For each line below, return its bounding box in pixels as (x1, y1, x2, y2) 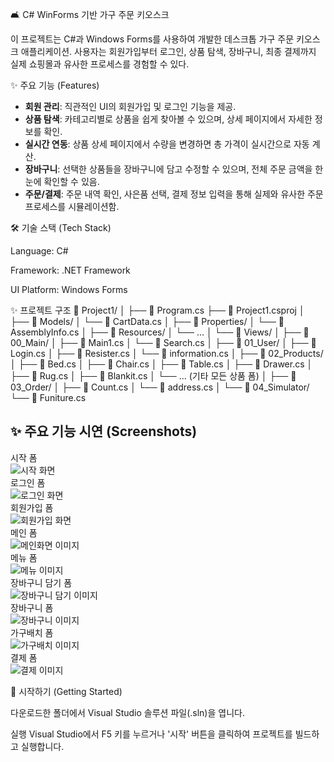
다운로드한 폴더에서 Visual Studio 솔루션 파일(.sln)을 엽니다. (10, 706, 245, 718)
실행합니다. (20, 740, 65, 752)
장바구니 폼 (10, 601, 54, 613)
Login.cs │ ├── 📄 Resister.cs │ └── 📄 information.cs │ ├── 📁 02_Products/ (10, 348, 324, 359)
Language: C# (10, 245, 69, 257)
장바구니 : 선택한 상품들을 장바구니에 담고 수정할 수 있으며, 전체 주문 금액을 (24, 163, 313, 175)
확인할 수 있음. (43, 176, 100, 187)
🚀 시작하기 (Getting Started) (10, 685, 123, 697)
